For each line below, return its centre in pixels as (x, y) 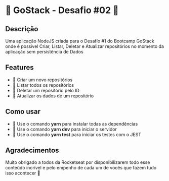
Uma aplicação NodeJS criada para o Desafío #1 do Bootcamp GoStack (80, 41)
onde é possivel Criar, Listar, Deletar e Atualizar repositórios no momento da (85, 46)
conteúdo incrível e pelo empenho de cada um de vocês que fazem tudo (81, 168)
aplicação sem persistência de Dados (44, 52)
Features (19, 68)
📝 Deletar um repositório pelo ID (46, 90)
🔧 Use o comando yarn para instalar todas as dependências (75, 124)
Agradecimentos (32, 150)
